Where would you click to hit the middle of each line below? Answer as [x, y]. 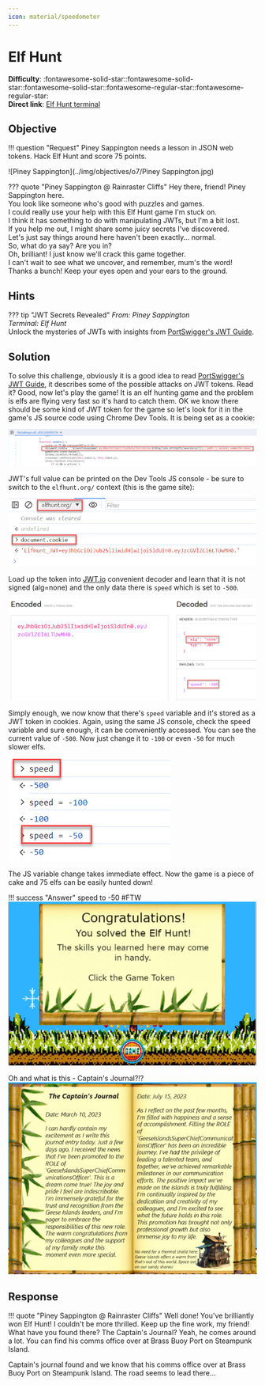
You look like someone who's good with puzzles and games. [106, 204]
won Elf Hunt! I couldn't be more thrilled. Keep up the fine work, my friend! [129, 1324]
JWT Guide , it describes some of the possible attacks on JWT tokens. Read [131, 384]
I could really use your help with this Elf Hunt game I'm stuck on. [112, 212]
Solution [29, 357]
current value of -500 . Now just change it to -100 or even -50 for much [121, 738]
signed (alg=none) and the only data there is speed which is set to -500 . [123, 587]
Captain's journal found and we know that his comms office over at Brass [127, 1364]
